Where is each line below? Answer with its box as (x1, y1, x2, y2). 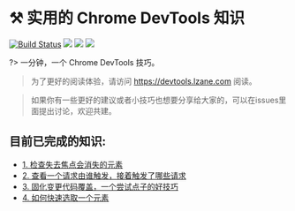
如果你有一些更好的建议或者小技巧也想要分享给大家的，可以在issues (30, 94, 279, 105)
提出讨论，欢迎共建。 (38, 105, 117, 116)
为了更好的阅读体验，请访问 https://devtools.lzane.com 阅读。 (30, 76, 257, 87)
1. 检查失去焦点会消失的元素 (21, 159, 124, 170)
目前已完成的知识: (9, 134, 107, 149)
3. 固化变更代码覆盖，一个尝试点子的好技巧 (21, 181, 179, 192)
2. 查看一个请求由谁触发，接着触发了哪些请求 (21, 170, 187, 181)
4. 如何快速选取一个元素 (21, 192, 110, 203)
